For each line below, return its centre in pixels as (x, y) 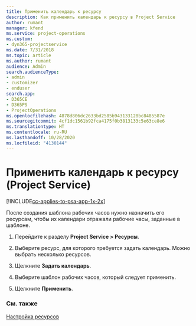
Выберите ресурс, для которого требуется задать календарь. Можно (102, 248)
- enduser (18, 88)
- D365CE (17, 99)
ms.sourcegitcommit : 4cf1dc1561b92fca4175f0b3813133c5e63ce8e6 (86, 121)
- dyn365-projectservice (37, 45)
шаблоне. (18, 225)
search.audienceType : (33, 72)
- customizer (22, 83)
